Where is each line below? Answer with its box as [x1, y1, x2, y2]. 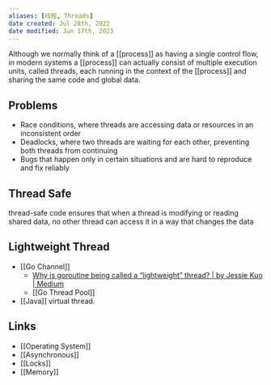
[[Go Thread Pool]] [32, 287, 95, 297]
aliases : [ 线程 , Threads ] [8, 11, 94, 20]
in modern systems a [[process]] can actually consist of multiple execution [8, 58, 257, 67]
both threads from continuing [19, 146, 118, 156]
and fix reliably [19, 163, 70, 173]
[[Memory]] [19, 366, 59, 377]
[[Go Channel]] [19, 261, 70, 272]
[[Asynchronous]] [19, 349, 79, 359]
